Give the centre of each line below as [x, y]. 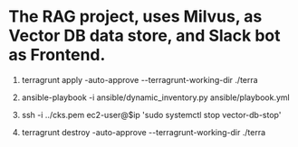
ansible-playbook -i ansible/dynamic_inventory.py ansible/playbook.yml [156, 97]
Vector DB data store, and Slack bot [145, 36]
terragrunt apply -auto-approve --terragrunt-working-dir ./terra [140, 79]
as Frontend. [57, 55]
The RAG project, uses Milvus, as [135, 17]
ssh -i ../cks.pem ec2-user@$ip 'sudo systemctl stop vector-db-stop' [151, 115]
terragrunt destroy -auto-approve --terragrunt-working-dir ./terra [144, 132]
